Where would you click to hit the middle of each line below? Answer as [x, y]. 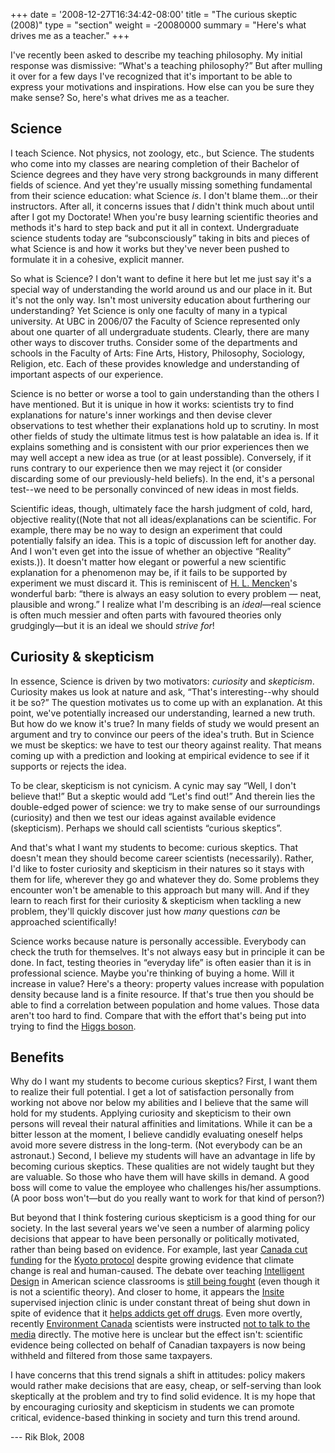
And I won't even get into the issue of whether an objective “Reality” [151, 551]
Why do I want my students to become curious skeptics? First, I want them [164, 1081]
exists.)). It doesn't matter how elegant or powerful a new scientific [148, 561]
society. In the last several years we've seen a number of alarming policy [160, 1228]
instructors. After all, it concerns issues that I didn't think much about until [162, 206]
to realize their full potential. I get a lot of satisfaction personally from [152, 1092]
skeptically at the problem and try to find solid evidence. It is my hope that [163, 1396]
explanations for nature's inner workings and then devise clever [141, 415]
